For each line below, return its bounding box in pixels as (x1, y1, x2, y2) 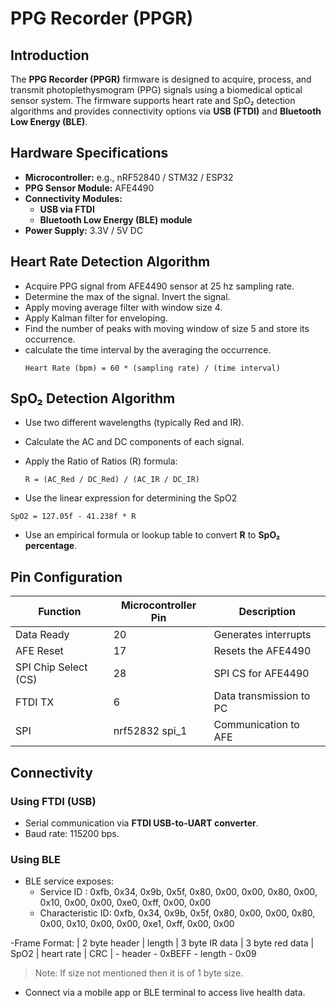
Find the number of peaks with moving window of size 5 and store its (24, 322, 310, 334)
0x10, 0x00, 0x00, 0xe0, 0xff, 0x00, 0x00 (39, 897, 212, 909)
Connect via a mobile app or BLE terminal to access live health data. (24, 987, 306, 999)
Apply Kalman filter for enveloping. (24, 312, 168, 324)
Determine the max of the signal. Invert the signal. (24, 290, 231, 302)
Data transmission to (213, 689, 311, 703)
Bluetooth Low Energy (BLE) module (39, 213, 193, 226)
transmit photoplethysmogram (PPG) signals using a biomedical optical (10, 84, 303, 96)
